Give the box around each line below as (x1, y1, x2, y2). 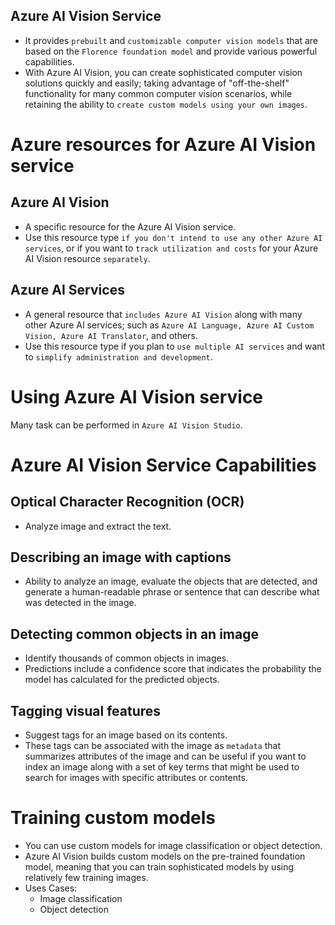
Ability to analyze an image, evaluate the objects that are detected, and (24, 575, 318, 588)
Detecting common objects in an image (10, 625, 259, 643)
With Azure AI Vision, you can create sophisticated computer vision (24, 66, 303, 78)
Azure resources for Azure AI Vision (10, 134, 317, 156)
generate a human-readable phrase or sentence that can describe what (24, 586, 320, 598)
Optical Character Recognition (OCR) (10, 494, 245, 511)
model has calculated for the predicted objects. (24, 674, 220, 686)
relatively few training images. (24, 871, 149, 883)
